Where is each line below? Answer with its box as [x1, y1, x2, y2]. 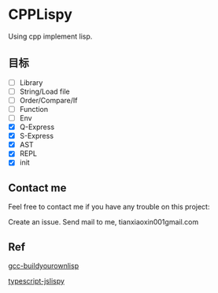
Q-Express [19, 122, 55, 132]
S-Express [19, 132, 54, 141]
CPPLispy [8, 6, 73, 24]
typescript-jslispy [8, 276, 65, 285]
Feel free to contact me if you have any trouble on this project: [8, 202, 210, 212]
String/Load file [19, 87, 70, 96]
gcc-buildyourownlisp [8, 261, 79, 270]
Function [19, 104, 49, 113]
